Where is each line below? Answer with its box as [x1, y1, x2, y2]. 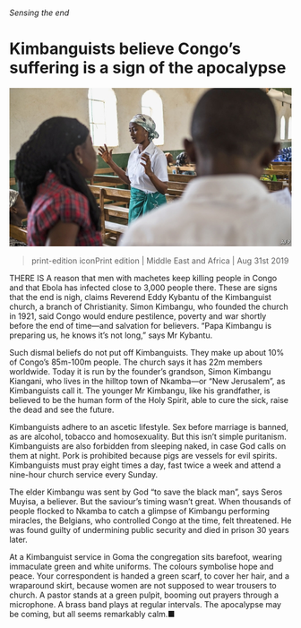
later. [9, 534, 29, 546]
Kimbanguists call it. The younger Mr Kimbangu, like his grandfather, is [9, 385, 271, 396]
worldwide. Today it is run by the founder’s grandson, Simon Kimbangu [9, 366, 271, 377]
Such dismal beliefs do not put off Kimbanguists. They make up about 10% [9, 348, 285, 358]
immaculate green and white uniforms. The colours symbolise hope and [9, 561, 274, 572]
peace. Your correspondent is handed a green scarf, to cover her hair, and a [9, 571, 289, 581]
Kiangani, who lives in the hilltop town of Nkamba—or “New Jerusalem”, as [9, 376, 286, 387]
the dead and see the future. [9, 404, 115, 416]
